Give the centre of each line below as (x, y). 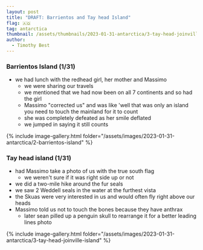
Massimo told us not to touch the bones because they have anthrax (99, 210)
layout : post (23, 12)
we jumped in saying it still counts (66, 125)
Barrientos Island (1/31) (41, 66)
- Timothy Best (31, 46)
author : (16, 40)
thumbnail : (20, 34)
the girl (33, 99)
